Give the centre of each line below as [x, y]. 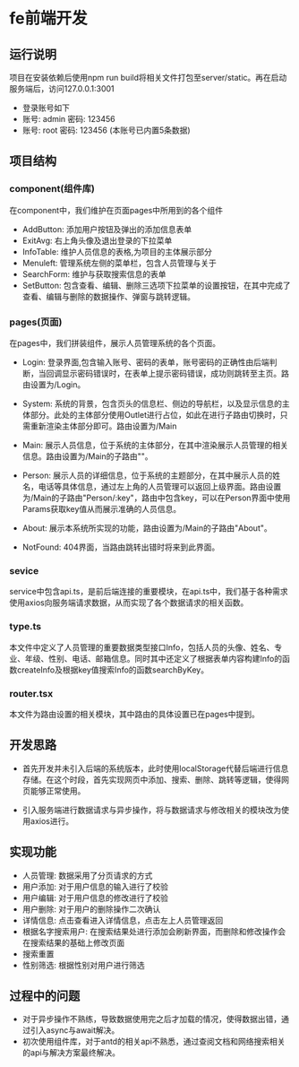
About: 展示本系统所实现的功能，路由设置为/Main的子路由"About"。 [147, 528]
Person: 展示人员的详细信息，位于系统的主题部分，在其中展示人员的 [147, 475]
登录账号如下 [46, 108]
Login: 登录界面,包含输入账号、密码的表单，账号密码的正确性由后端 [146, 362]
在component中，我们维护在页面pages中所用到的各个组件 [116, 210]
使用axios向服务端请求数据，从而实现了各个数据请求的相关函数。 [129, 603]
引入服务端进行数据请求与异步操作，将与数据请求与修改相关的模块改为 [152, 810]
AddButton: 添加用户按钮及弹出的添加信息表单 [107, 229]
